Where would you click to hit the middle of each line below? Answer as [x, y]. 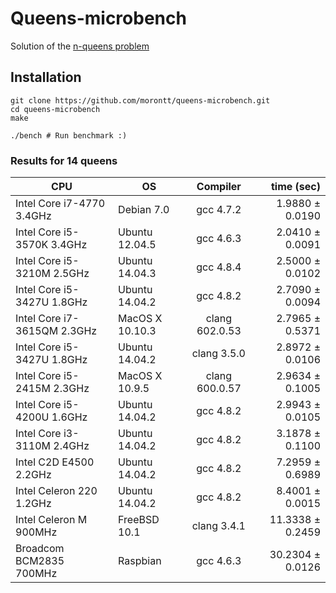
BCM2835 [40, 561]
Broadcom [40, 549]
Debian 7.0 [144, 210]
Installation [46, 77]
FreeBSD [139, 520]
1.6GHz [69, 417]
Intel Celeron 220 [56, 491]
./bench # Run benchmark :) [69, 135]
